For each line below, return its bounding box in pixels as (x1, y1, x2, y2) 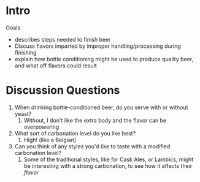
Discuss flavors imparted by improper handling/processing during (14, 42, 182, 50)
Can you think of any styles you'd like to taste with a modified (14, 142, 171, 150)
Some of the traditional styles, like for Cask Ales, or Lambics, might (23, 156, 194, 163)
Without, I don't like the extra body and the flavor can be (23, 116, 167, 124)
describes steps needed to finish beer (14, 36, 111, 43)
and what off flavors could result (14, 62, 98, 69)
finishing (14, 48, 37, 56)
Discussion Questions (6, 83, 120, 97)
